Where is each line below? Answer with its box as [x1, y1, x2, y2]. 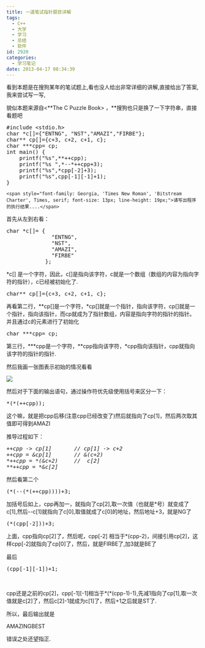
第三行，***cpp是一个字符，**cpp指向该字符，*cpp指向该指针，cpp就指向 [6, 343, 195, 350]
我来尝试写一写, [6, 91, 46, 99]
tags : [6, 15, 20, 21]
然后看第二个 [6, 476, 39, 483]
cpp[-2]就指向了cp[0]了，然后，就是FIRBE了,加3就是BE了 [11, 540, 157, 547]
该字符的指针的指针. [6, 350, 57, 357]
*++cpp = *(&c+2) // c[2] [6, 457, 100, 465]
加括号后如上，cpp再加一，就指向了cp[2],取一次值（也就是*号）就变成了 [6, 500, 190, 508]
